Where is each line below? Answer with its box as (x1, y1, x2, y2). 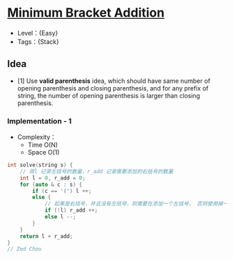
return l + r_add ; (19, 233, 73, 240)
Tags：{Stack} (17, 37, 59, 46)
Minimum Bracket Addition (7, 5, 165, 21)
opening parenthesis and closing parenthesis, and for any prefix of (17, 84, 209, 92)
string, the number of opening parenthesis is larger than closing (17, 91, 201, 100)
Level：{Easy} (17, 29, 58, 37)
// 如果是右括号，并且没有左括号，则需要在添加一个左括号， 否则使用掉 (44, 201, 224, 207)
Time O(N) (27, 141, 58, 149)
